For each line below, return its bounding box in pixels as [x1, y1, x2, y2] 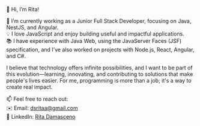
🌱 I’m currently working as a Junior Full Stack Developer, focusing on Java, [6, 17, 192, 24]
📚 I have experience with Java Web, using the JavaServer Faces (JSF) [6, 37, 182, 45]
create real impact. [6, 83, 53, 90]
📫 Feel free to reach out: [6, 95, 68, 102]
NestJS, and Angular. [6, 24, 59, 31]
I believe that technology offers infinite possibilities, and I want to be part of [6, 64, 193, 71]
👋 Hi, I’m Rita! [6, 6, 40, 13]
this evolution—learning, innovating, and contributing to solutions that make [6, 71, 193, 78]
